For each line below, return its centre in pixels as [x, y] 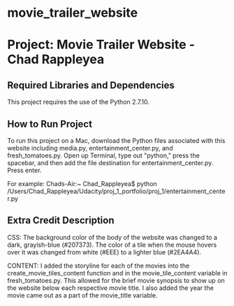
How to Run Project [50, 124]
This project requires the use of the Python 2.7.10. [79, 102]
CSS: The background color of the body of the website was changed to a [112, 237]
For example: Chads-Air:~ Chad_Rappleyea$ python [82, 184]
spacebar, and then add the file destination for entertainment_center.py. [110, 163]
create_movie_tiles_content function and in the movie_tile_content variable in [117, 273]
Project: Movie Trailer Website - [101, 45]
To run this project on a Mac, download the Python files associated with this [116, 140]
